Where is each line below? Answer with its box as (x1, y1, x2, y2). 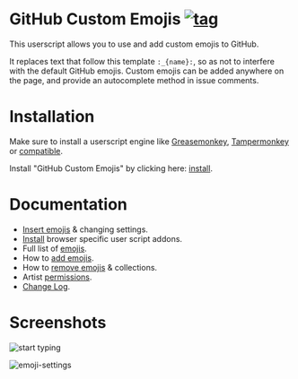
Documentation (9, 194, 128, 215)
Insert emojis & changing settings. (22, 224, 148, 235)
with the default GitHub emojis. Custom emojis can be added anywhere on (9, 65, 285, 76)
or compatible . (9, 145, 63, 156)
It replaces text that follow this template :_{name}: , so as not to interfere (9, 56, 276, 66)
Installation (9, 107, 95, 127)
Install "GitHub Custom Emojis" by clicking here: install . (9, 162, 214, 174)
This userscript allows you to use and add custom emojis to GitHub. (9, 39, 259, 49)
